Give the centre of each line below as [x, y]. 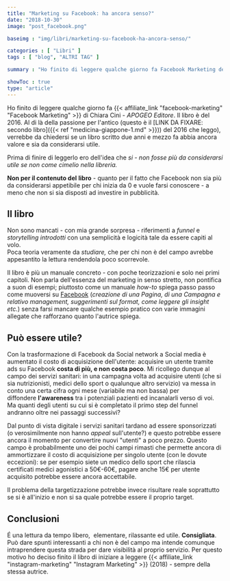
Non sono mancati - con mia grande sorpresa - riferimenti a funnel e [104, 231]
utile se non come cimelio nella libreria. [62, 164]
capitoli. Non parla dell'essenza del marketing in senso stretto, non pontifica [114, 280]
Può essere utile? [45, 338]
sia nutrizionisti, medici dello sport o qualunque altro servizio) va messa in [112, 383]
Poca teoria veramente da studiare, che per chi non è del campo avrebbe [110, 252]
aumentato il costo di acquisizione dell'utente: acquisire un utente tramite [110, 362]
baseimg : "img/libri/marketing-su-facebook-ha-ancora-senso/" [99, 38]
